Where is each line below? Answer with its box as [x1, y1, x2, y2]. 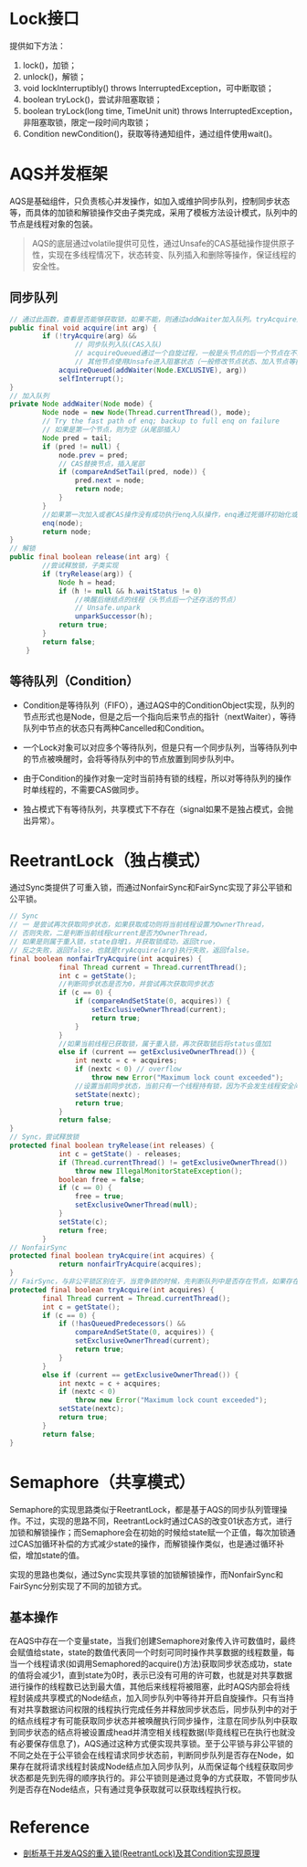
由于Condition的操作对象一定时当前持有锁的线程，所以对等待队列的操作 [22, 773, 292, 784]
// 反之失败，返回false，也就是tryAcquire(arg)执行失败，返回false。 [9, 945, 254, 955]
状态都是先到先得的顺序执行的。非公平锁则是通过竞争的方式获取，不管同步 [9, 1773, 290, 1784]
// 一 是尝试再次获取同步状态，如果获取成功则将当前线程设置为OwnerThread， [9, 920, 269, 930]
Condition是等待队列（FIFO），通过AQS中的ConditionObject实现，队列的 [22, 700, 295, 711]
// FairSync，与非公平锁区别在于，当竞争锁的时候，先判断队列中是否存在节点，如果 [9, 1277, 286, 1286]
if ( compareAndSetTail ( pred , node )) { [58, 468, 206, 477]
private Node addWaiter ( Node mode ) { [9, 399, 153, 409]
